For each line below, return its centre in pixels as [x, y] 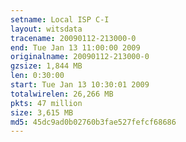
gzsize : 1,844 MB [46, 66]
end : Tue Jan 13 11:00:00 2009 [75, 47]
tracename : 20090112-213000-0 [73, 38]
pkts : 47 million [46, 103]
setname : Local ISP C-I [60, 19]
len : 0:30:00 [37, 76]
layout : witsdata [46, 29]
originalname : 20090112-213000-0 [80, 57]
